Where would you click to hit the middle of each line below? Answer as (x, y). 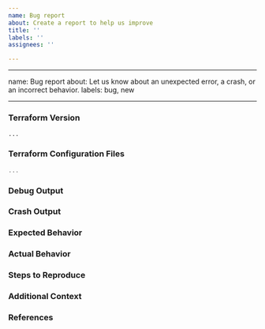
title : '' (24, 30)
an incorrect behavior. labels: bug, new (71, 90)
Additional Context (45, 297)
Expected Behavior (45, 233)
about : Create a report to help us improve (81, 23)
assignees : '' (32, 45)
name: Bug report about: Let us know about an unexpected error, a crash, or (132, 82)
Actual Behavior (39, 254)
